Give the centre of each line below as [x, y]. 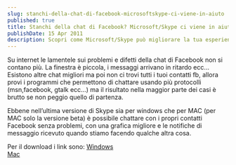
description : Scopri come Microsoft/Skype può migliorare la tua [105, 40]
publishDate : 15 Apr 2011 [45, 33]
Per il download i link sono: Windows [60, 147]
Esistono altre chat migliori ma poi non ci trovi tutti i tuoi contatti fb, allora [113, 75]
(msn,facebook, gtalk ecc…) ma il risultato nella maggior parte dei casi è [112, 90]
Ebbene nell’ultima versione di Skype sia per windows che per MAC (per [112, 111]
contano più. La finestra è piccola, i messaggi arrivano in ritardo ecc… [108, 67]
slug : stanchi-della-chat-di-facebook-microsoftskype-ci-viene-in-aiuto [116, 14]
